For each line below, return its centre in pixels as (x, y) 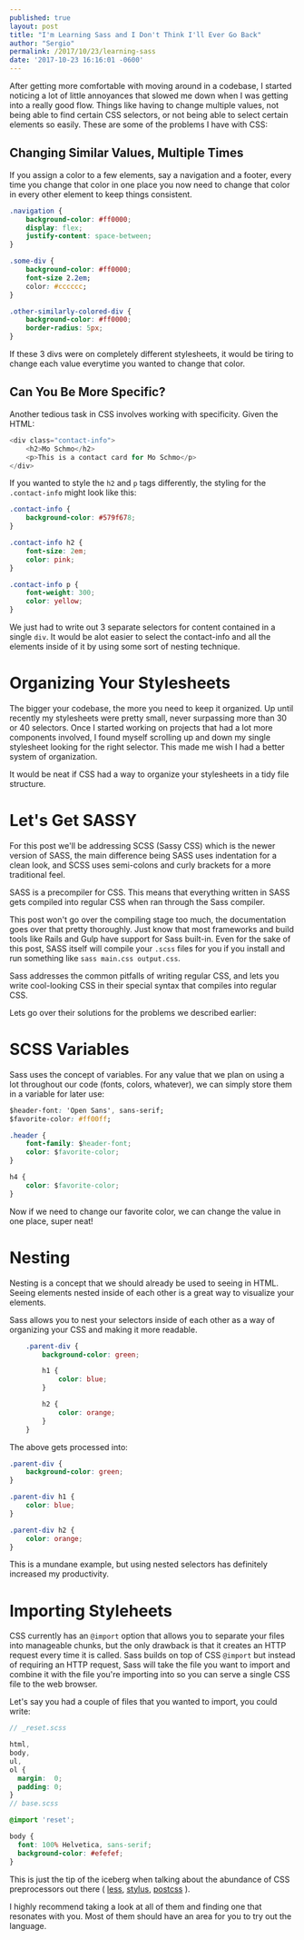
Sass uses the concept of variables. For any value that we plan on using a (147, 1074)
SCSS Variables (69, 1050)
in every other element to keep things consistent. (101, 194)
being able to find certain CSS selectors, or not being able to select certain (149, 115)
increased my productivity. (59, 1574)
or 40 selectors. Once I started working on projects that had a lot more (141, 727)
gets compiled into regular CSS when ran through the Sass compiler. (137, 901)
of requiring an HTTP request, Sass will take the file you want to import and (150, 1665)
